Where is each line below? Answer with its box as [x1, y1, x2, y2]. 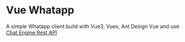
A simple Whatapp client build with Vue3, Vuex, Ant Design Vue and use [6, 23, 180, 30]
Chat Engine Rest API [6, 29, 57, 36]
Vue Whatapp [6, 3, 75, 17]
